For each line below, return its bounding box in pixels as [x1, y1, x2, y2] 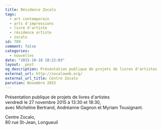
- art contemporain [9, 16, 50, 21]
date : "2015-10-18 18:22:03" [5, 58, 65, 63]
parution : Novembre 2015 [5, 80, 56, 85]
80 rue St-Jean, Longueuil [5, 119, 58, 125]
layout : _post [5, 62, 34, 67]
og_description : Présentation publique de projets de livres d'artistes [5, 67, 158, 72]
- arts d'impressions [9, 21, 54, 26]
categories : [5, 48, 30, 53]
